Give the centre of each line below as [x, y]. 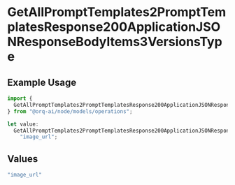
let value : [23, 124]
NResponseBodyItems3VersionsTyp [115, 42]
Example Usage [42, 82]
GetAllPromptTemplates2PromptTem [117, 12]
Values [23, 159]
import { [20, 98]
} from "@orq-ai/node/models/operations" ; [70, 111]
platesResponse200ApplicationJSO [114, 27]
